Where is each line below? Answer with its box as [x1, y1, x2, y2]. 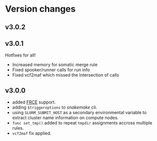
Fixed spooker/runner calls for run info [12, 67, 90, 73]
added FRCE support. [12, 99, 56, 105]
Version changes [5, 3, 76, 15]
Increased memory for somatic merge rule [12, 62, 98, 68]
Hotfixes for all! [5, 52, 36, 58]
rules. [12, 125, 24, 131]
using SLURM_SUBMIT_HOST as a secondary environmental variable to [12, 110, 147, 116]
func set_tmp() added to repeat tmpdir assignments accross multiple [12, 120, 153, 126]
